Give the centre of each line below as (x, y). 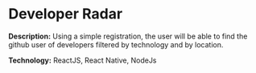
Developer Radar (66, 14)
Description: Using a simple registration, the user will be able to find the (128, 36)
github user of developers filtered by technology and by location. (116, 44)
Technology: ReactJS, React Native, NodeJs (83, 60)
